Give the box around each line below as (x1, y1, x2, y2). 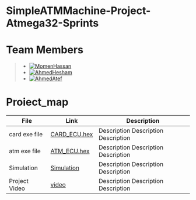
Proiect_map (6, 95, 69, 109)
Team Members (6, 43, 83, 57)
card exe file (9, 130, 43, 139)
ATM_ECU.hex (50, 147, 90, 156)
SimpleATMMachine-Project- (6, 4, 151, 18)
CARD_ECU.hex (50, 130, 93, 139)
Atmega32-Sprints (6, 16, 99, 30)
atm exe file (9, 147, 41, 156)
